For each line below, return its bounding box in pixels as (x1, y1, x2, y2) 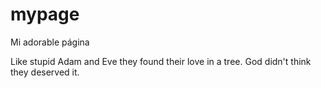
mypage (10, 3, 80, 26)
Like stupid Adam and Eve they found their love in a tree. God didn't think (10, 55, 312, 67)
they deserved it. (10, 66, 80, 78)
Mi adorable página (10, 36, 90, 48)
